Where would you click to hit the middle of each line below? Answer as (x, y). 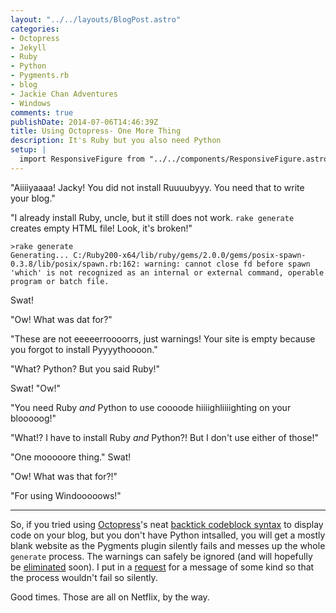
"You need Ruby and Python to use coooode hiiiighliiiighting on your (151, 407)
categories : (35, 29)
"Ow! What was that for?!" (64, 476)
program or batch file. (60, 281)
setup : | (28, 150)
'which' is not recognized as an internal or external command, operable (167, 272)
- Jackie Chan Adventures (64, 94)
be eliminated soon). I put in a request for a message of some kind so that (162, 567)
